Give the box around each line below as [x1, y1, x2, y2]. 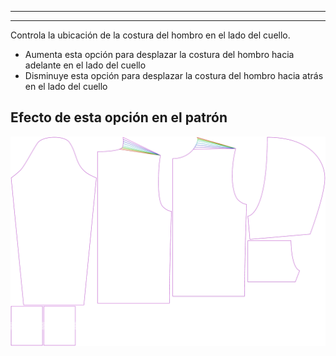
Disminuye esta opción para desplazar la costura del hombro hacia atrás [24, 70, 324, 81]
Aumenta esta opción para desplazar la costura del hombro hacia [24, 49, 295, 60]
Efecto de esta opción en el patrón [10, 109, 228, 126]
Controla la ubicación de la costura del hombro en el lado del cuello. [10, 29, 291, 41]
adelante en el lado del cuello [24, 59, 147, 71]
